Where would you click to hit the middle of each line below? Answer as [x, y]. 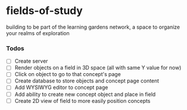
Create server [31, 61]
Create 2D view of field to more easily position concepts [82, 101]
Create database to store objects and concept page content [87, 81]
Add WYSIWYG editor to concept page [61, 87]
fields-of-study [45, 11]
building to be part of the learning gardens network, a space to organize [93, 27]
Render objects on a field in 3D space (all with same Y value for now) [98, 68]
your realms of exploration [38, 33]
